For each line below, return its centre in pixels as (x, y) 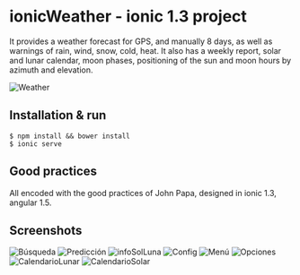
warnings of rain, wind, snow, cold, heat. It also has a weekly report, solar (145, 50)
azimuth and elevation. (51, 70)
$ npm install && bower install (70, 136)
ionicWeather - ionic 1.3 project (128, 17)
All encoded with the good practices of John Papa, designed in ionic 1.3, (143, 193)
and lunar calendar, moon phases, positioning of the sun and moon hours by (150, 60)
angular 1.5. (31, 202)
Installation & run (58, 115)
